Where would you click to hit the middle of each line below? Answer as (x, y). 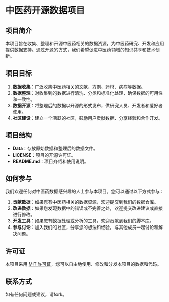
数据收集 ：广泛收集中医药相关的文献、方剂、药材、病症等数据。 (79, 87)
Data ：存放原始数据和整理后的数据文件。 (55, 148)
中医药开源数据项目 (45, 10)
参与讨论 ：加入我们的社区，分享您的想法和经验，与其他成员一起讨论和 (86, 228)
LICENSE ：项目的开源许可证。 (44, 155)
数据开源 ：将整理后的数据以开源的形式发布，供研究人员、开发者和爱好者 (88, 105)
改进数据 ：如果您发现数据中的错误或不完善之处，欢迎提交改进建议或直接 (88, 208)
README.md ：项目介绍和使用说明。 (50, 161)
